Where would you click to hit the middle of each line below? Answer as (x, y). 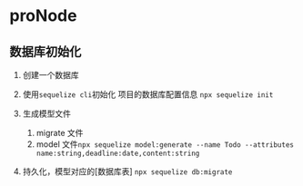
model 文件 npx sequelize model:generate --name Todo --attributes (165, 144)
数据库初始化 (45, 51)
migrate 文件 (60, 133)
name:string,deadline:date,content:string (118, 153)
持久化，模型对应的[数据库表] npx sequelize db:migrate (127, 171)
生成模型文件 (46, 113)
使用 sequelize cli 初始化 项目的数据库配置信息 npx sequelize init (148, 94)
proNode (43, 16)
